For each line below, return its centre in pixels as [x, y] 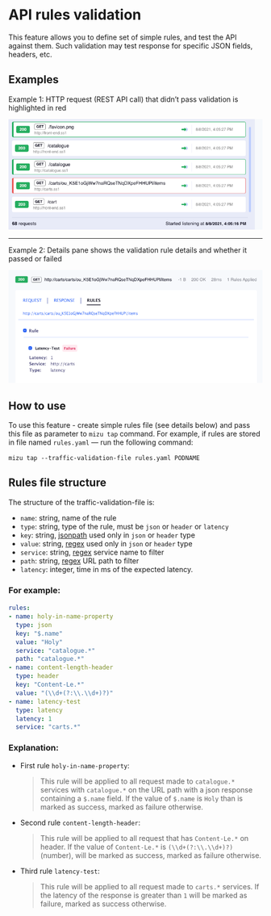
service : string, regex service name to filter [92, 552]
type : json [34, 625]
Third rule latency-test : [60, 871]
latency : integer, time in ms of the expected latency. [106, 569]
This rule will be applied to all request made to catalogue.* [138, 781]
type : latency [39, 710]
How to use [37, 406]
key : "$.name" [39, 634]
